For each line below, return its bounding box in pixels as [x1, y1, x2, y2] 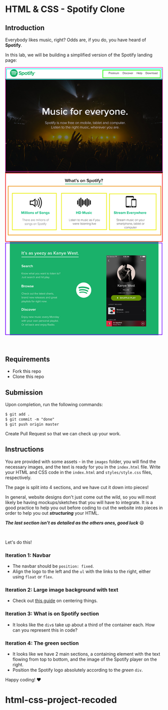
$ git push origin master [5, 422, 59, 427]
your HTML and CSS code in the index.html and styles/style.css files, [5, 469, 152, 475]
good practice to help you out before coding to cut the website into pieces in [5, 505, 163, 511]
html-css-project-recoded [5, 694, 117, 706]
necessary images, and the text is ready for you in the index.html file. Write [5, 463, 161, 470]
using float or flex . [12, 574, 53, 580]
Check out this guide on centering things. [12, 598, 98, 604]
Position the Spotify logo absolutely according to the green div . [12, 667, 143, 673]
